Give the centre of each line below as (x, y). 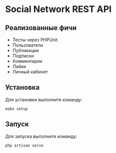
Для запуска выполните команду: (41, 136)
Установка (22, 88)
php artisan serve (24, 145)
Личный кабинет (30, 72)
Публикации (25, 50)
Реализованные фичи (41, 28)
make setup (16, 109)
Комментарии (27, 61)
